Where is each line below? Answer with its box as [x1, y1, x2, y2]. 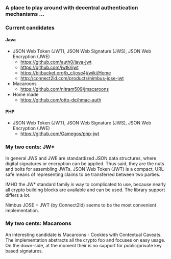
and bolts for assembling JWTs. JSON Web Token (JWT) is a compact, [5, 166, 154, 172]
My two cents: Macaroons [5, 220, 71, 227]
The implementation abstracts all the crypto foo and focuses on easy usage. [5, 237, 166, 243]
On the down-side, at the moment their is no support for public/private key [5, 242, 162, 248]
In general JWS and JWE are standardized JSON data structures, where [5, 155, 157, 161]
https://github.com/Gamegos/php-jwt [20, 131, 100, 137]
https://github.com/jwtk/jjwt [20, 64, 79, 70]
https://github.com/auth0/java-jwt [20, 59, 92, 65]
